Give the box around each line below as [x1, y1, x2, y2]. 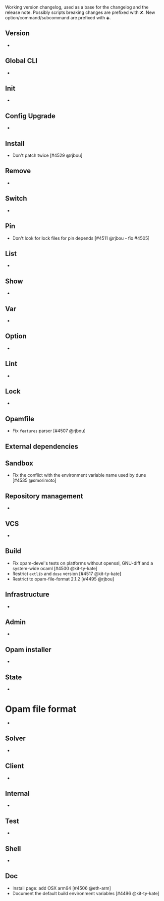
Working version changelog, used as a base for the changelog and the [5, 4, 149, 10]
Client [5, 762, 24, 771]
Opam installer [5, 645, 52, 654]
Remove [5, 167, 31, 175]
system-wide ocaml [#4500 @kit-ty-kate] [12, 565, 98, 571]
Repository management [5, 492, 83, 500]
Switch [5, 194, 27, 203]
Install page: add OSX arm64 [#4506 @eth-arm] [12, 885, 111, 891]
